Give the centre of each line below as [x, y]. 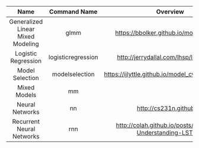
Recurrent [26, 122]
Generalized [26, 22]
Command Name [73, 12]
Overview [170, 12]
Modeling [26, 44]
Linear [26, 29]
